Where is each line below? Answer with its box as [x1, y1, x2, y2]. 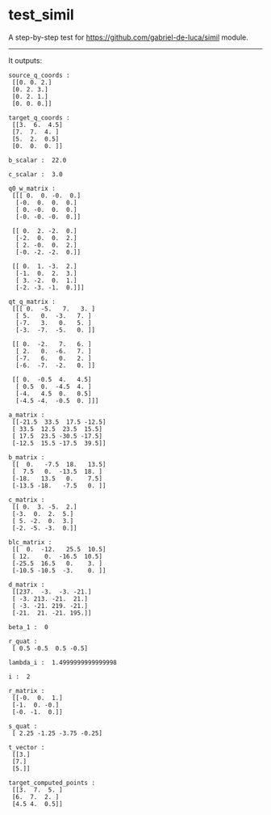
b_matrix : [8, 453, 45, 462]
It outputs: [8, 55, 43, 65]
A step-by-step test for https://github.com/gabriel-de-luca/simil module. [8, 32, 248, 42]
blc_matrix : [8, 538, 52, 547]
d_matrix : [8, 581, 45, 589]
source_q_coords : [8, 71, 70, 79]
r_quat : [8, 637, 38, 645]
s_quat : [8, 722, 38, 730]
